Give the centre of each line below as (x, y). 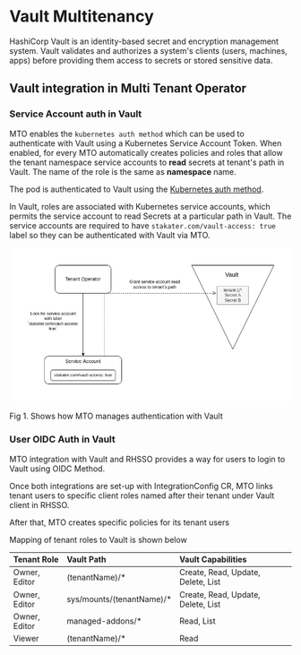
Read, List (198, 621)
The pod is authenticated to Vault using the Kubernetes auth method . (137, 189)
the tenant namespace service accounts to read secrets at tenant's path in (147, 162)
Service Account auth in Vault (76, 114)
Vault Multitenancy (82, 17)
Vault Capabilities (213, 560)
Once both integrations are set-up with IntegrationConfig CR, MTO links (141, 486)
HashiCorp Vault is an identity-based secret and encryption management (144, 41)
